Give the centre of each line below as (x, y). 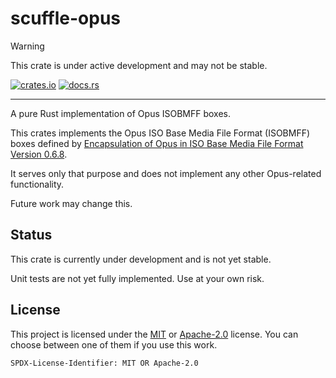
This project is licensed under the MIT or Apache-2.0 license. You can (154, 334)
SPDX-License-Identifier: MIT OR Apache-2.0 (104, 363)
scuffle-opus (66, 18)
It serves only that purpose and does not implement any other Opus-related (166, 173)
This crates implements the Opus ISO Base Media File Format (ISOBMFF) (160, 133)
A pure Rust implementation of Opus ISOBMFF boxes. (121, 113)
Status (31, 235)
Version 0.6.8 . (39, 154)
